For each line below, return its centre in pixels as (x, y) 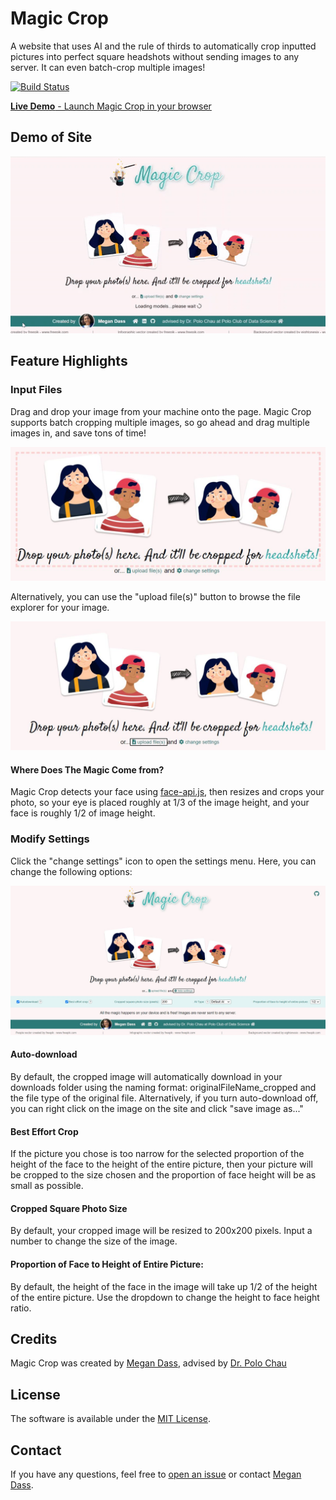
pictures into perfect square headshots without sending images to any (155, 56)
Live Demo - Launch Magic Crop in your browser (111, 106)
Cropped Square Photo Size (69, 1208)
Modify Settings (50, 839)
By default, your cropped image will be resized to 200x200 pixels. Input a (161, 1231)
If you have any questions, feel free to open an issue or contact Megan (156, 1474)
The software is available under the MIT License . (111, 1419)
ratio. (21, 1308)
